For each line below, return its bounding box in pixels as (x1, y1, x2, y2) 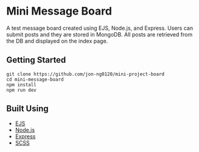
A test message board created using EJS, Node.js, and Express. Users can (6, 24, 194, 32)
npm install (6, 81, 37, 88)
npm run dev (6, 87, 37, 93)
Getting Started (6, 55, 66, 65)
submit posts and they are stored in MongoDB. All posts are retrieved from (6, 30, 193, 38)
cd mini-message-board (6, 76, 64, 83)
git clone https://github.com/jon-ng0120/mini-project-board (6, 71, 165, 77)
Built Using (6, 103, 49, 114)
